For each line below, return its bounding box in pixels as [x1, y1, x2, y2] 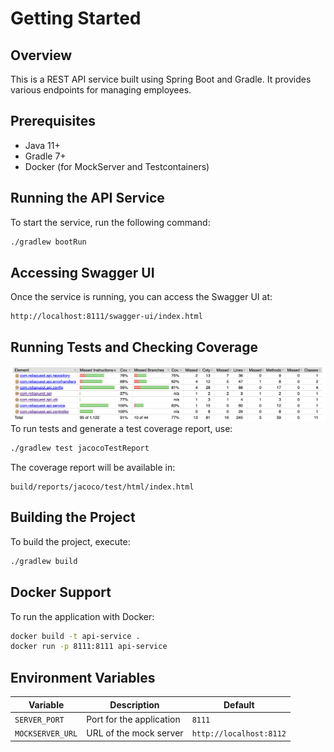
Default [223, 698, 255, 711]
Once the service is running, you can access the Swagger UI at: [10, 291, 273, 303]
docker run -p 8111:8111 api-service [10, 642, 168, 652]
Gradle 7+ [24, 150, 67, 162]
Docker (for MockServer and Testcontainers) [24, 160, 210, 172]
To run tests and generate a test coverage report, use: [10, 423, 233, 435]
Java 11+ [24, 139, 61, 151]
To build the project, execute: [10, 535, 131, 547]
